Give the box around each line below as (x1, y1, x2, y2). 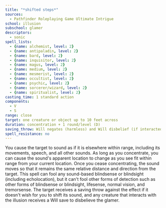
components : (5, 99, 30, 104)
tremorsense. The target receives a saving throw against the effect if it (5, 187, 149, 193)
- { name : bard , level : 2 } (9, 53, 63, 58)
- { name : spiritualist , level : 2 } (9, 90, 81, 95)
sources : (5, 12, 23, 17)
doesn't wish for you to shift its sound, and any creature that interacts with (5, 192, 157, 198)
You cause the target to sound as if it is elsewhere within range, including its (5, 145, 161, 151)
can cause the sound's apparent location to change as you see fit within (5, 155, 152, 161)
